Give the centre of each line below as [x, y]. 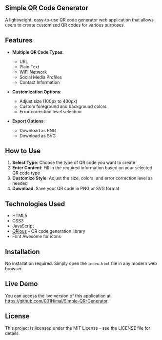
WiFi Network [33, 72]
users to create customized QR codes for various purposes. [65, 25]
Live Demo [21, 284]
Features [19, 40]
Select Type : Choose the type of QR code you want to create [74, 162]
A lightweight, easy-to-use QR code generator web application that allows [79, 20]
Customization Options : [37, 92]
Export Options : [28, 121]
